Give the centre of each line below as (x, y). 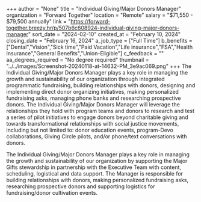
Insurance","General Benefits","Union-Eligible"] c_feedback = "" (85, 53)
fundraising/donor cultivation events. (52, 193)
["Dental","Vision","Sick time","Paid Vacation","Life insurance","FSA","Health (100, 47)
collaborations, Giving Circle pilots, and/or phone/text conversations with (97, 136)
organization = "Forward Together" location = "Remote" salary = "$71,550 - (100, 15)
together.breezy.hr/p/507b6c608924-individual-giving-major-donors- (93, 28)
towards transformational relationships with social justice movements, (93, 124)
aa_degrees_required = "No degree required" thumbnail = (78, 60)
